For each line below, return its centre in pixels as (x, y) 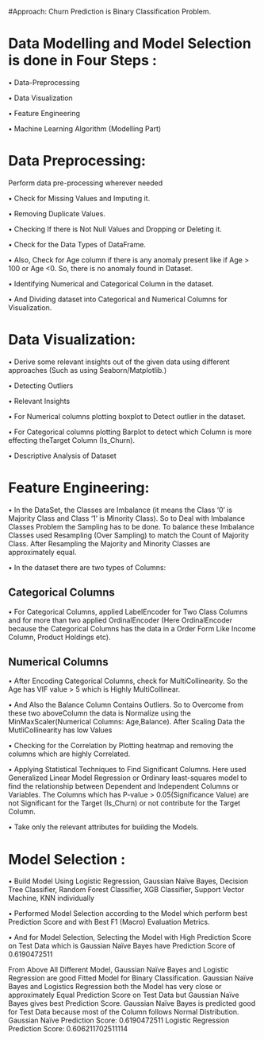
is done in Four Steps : (82, 61)
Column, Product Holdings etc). (59, 637)
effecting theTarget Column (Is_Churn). (72, 440)
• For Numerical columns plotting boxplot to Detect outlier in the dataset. (127, 416)
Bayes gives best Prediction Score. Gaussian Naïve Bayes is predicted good (132, 1003)
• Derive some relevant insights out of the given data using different (119, 362)
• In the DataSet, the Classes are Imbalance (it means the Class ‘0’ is (120, 510)
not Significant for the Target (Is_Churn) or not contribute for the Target (124, 803)
